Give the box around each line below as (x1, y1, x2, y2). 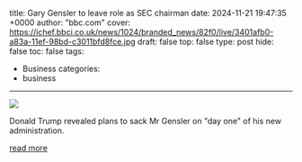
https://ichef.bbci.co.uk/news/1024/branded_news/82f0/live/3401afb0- (9, 27, 274, 37)
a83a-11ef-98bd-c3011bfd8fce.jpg (9, 36, 137, 47)
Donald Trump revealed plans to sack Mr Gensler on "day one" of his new (9, 116, 281, 126)
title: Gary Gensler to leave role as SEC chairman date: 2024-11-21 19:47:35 (9, 8, 288, 18)
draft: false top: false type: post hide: (138, 36, 274, 47)
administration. (9, 125, 65, 136)
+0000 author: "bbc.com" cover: (9, 17, 131, 28)
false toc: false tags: (9, 46, 84, 57)
